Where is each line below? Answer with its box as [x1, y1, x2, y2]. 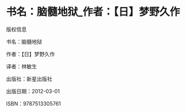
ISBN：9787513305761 [6, 100, 61, 107]
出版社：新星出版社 [6, 75, 53, 82]
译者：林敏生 [6, 62, 37, 70]
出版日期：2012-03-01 [6, 87, 60, 94]
